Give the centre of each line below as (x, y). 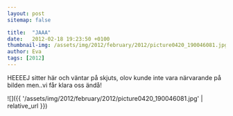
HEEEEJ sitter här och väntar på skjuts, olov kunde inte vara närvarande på (114, 77)
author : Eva (24, 52)
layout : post (26, 13)
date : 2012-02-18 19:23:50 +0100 (59, 39)
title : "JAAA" (29, 32)
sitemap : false (29, 20)
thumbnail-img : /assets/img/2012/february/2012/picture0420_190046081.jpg (118, 46)
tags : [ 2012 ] (26, 58)
